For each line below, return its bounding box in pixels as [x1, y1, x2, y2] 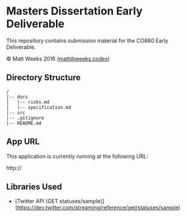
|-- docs [6, 93, 28, 100]
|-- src [6, 110, 26, 116]
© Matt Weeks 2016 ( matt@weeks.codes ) [6, 55, 110, 62]
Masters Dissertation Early [6, 4, 143, 18]
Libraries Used [6, 181, 62, 192]
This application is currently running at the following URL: [6, 153, 149, 160]
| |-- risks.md [6, 99, 50, 105]
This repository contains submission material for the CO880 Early [6, 37, 169, 44]
